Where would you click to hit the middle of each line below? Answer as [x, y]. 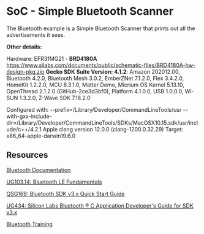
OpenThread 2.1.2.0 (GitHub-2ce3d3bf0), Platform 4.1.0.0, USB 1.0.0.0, [95, 91]
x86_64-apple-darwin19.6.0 [41, 136]
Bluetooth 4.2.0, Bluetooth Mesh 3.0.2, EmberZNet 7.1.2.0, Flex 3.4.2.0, [95, 78]
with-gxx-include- [29, 116]
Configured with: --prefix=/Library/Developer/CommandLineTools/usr [94, 109]
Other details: [24, 47]
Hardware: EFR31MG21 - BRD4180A [52, 58]
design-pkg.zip [25, 71]
